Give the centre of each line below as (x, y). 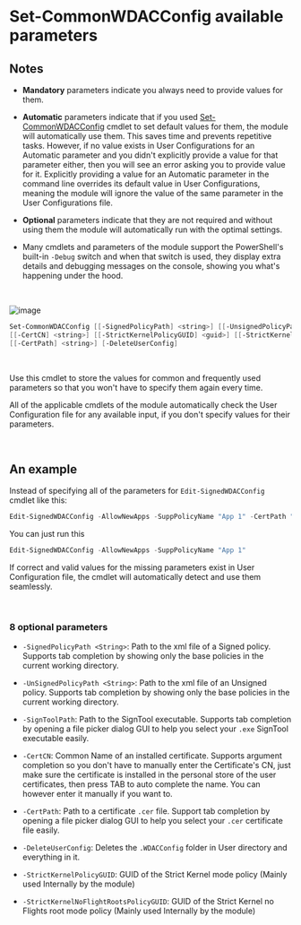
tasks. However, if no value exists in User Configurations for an (138, 146)
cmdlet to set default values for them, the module (197, 126)
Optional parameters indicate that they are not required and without (147, 220)
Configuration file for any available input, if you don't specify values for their (150, 414)
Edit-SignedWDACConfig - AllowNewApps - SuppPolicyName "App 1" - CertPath (148, 517)
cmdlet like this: (38, 500)
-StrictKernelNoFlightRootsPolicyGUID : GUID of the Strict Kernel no (148, 902)
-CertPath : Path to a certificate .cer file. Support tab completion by (146, 811)
